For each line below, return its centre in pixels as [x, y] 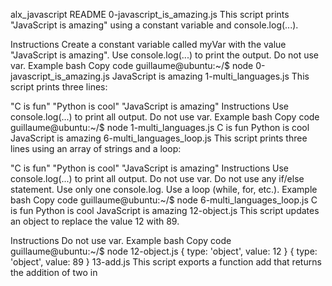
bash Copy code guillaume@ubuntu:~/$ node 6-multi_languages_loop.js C [164, 200]
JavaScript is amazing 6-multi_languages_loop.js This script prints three [159, 138]
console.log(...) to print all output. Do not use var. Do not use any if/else [157, 178]
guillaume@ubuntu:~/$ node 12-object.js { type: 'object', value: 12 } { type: [164, 251]
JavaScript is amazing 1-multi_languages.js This [210, 76]
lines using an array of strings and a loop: [96, 148]
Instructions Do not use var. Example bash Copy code [121, 240]
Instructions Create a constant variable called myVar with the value [148, 44]
